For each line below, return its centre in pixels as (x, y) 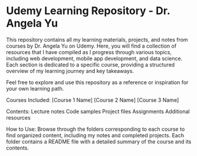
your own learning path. (35, 88)
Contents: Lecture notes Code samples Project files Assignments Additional (98, 111)
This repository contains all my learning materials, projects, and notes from (97, 39)
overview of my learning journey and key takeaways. (70, 71)
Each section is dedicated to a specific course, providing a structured (91, 64)
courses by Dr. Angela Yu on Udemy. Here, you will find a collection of (91, 46)
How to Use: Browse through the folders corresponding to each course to (96, 129)
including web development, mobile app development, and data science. (94, 58)
